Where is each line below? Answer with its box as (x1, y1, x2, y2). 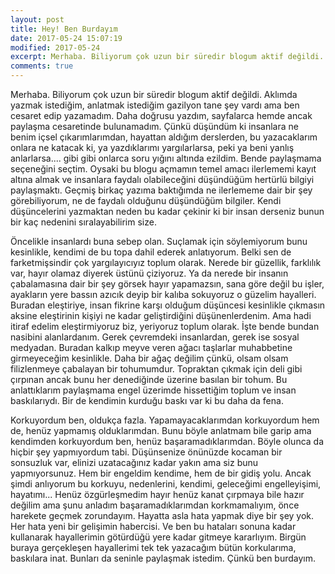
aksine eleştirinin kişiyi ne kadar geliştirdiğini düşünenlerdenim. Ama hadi (10, 310, 312, 321)
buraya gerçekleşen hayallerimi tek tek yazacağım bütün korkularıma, (10, 542, 297, 553)
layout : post (10, 14, 65, 25)
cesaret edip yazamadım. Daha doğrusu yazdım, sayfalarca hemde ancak (10, 110, 313, 121)
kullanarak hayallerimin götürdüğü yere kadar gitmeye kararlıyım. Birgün (10, 531, 307, 543)
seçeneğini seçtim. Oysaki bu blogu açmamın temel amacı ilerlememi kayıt (10, 163, 317, 175)
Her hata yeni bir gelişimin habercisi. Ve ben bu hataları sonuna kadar (10, 521, 297, 532)
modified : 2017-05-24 (10, 42, 101, 53)
